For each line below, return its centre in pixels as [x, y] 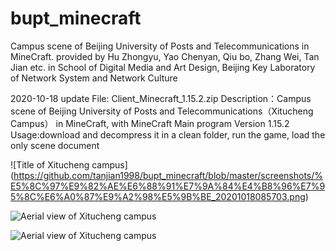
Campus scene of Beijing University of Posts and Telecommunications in [160, 46]
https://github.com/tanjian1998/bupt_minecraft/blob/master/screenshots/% [168, 175]
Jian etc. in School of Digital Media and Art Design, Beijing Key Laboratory [163, 67]
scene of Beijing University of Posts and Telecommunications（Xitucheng [162, 111]
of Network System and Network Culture [94, 78]
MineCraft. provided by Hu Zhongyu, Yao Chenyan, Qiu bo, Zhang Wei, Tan [165, 56]
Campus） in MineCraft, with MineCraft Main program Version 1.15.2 [150, 123]
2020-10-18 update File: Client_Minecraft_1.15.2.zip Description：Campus [161, 98]
